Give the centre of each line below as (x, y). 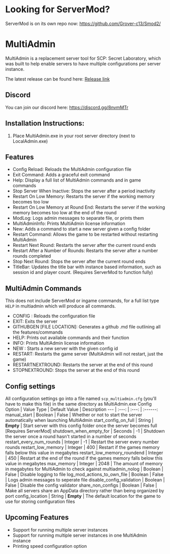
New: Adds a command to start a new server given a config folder (81, 229)
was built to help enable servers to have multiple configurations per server (83, 64)
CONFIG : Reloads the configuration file (54, 316)
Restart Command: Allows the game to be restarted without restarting (85, 234)
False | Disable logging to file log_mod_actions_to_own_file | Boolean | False (84, 474)
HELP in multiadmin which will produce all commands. (61, 306)
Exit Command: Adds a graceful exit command (61, 175)
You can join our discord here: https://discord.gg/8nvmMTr (67, 107)
